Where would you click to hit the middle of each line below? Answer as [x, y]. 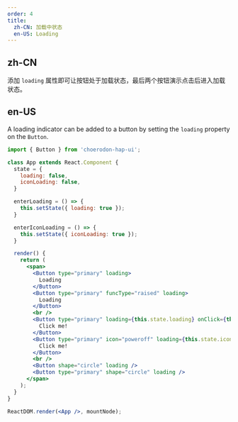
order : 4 [20, 14]
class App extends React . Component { [63, 162]
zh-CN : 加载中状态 [38, 27]
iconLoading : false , [50, 182]
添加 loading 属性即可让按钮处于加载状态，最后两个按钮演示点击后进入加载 [116, 80]
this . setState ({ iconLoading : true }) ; [79, 234]
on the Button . [28, 136]
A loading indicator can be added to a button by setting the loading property [119, 129]
